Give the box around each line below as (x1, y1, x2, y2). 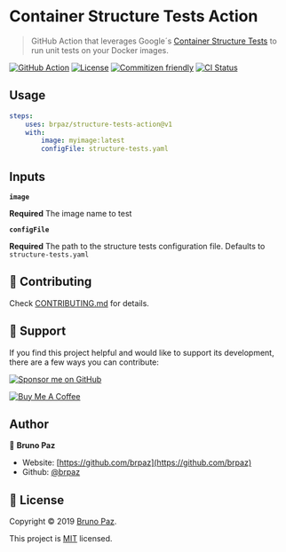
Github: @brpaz (21, 467, 81, 477)
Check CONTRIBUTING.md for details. (9, 297, 149, 308)
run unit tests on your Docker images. (30, 44, 169, 55)
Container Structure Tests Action (9, 6, 258, 27)
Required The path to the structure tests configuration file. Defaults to (9, 241, 266, 251)
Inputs (9, 169, 46, 184)
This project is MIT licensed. (9, 533, 113, 544)
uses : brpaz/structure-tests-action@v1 (25, 120, 173, 129)
